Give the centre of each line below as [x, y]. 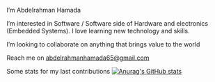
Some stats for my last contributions [58, 71]
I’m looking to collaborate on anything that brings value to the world [103, 44]
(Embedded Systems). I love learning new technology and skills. [98, 31]
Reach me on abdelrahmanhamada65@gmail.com [78, 58]
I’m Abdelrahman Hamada [44, 10]
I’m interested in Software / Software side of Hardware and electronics [107, 23]
